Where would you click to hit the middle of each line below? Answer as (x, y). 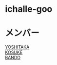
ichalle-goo (29, 9)
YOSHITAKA (17, 47)
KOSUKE (14, 52)
